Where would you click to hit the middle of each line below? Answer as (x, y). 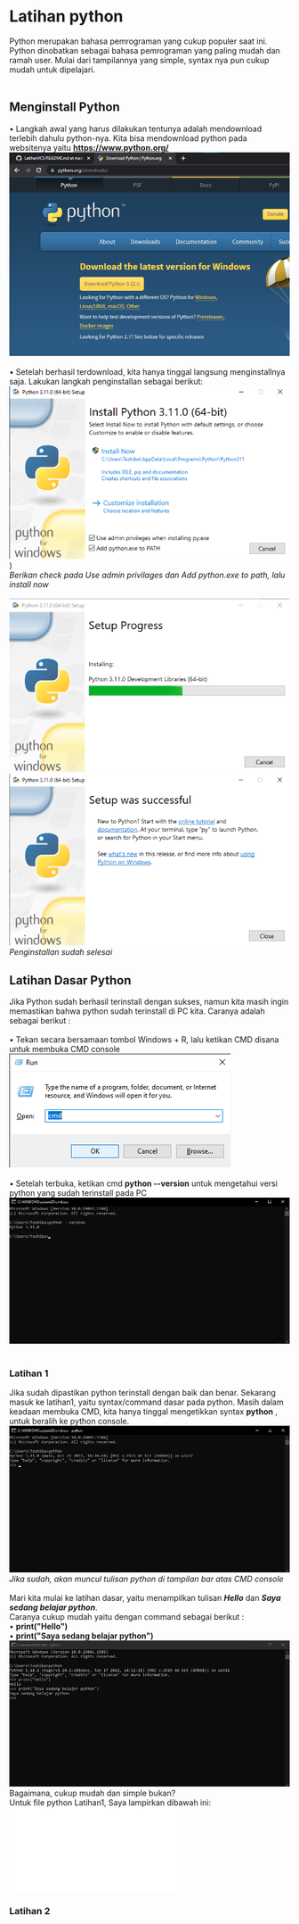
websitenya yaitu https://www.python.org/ (89, 147)
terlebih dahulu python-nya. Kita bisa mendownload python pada (128, 138)
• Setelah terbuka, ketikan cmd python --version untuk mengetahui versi (144, 1183)
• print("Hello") (39, 1627)
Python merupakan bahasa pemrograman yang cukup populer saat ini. (138, 41)
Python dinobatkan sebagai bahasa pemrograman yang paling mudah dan (145, 50)
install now (29, 585)
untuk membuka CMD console (65, 1049)
